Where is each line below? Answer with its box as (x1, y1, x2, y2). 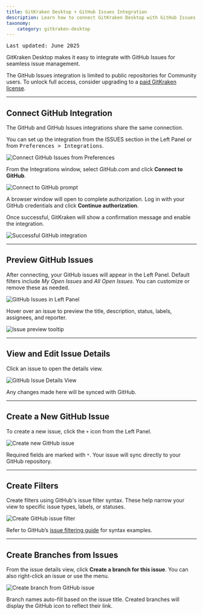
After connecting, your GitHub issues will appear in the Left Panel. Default (6, 271, 190, 278)
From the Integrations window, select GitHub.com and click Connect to (6, 166, 183, 173)
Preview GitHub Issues (6, 255, 94, 265)
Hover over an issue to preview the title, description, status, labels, (6, 307, 172, 315)
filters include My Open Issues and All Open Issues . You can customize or (6, 277, 190, 284)
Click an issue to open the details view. (6, 364, 103, 372)
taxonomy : (6, 20, 31, 26)
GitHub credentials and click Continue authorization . (6, 202, 139, 209)
